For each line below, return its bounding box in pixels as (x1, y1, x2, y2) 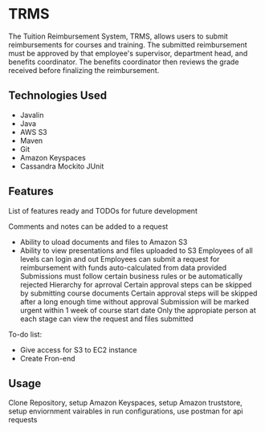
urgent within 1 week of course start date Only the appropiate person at (19, 305, 257, 315)
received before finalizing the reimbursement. (8, 65, 160, 75)
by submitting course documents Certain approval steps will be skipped (19, 288, 258, 298)
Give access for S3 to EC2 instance (19, 344, 137, 354)
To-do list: (8, 329, 43, 339)
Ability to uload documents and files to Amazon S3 (19, 237, 188, 247)
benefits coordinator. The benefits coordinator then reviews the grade (8, 57, 239, 67)
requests (8, 415, 38, 425)
